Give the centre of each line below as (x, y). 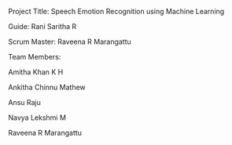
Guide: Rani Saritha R (42, 26)
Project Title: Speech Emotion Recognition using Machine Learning (116, 11)
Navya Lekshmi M (37, 118)
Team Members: (35, 57)
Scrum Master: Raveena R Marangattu (70, 42)
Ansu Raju (25, 102)
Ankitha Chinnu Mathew (47, 87)
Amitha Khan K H (36, 72)
